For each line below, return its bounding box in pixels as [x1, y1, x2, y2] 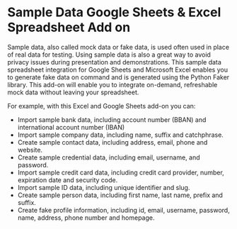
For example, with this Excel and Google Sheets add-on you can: [7, 101, 196, 110]
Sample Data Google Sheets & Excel [7, 4, 221, 21]
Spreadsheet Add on [7, 19, 131, 35]
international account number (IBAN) [17, 123, 125, 131]
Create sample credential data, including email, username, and [17, 153, 200, 162]
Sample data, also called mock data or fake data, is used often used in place [7, 43, 230, 51]
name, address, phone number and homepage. [17, 213, 155, 222]
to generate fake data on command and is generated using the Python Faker [7, 72, 230, 82]
